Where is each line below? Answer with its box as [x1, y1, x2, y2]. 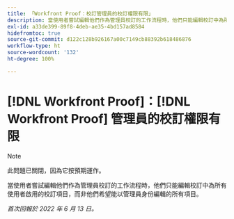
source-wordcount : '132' [7, 49, 79, 56]
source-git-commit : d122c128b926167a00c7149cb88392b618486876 [7, 36, 192, 43]
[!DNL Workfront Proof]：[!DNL [7, 93, 191, 109]
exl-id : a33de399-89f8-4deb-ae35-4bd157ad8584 [7, 23, 145, 30]
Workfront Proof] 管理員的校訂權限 [7, 111, 209, 127]
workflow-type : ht [7, 42, 61, 49]
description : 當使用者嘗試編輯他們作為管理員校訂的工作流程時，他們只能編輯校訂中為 [7, 17, 224, 24]
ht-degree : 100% [7, 56, 54, 63]
